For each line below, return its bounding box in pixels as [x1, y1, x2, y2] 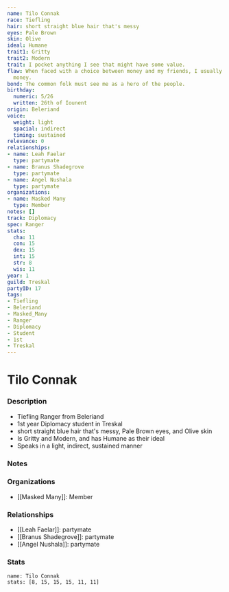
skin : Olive [7, 36, 41, 43]
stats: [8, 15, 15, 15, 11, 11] [7, 579, 99, 586]
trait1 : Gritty [7, 49, 51, 56]
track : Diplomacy [7, 215, 57, 221]
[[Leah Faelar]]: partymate [16, 525, 92, 534]
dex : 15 [13, 247, 36, 254]
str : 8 [13, 259, 32, 266]
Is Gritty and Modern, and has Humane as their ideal [16, 434, 165, 442]
